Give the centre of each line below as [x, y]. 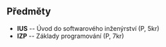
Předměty [29, 12]
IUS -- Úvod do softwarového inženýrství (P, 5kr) [88, 28]
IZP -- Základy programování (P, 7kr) [70, 36]
